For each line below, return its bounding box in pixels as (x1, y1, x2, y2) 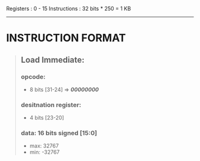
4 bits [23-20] (29, 114, 64, 121)
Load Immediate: (20, 54, 85, 65)
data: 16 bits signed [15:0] (20, 129, 97, 137)
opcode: (20, 72, 46, 80)
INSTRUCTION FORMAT (6, 31, 126, 45)
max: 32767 (29, 142, 59, 150)
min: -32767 (29, 149, 60, 156)
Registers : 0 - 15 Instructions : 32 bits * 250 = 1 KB (6, 5, 131, 12)
